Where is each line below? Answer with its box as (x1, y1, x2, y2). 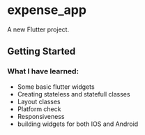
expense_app (7, 2, 87, 18)
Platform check (17, 104, 61, 113)
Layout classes (17, 97, 61, 106)
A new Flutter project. (7, 25, 70, 34)
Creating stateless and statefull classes (17, 90, 130, 98)
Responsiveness (17, 112, 65, 120)
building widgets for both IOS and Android (17, 120, 139, 128)
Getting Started (7, 45, 76, 57)
